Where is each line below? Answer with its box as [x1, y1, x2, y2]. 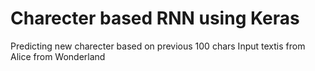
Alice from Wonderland [10, 50, 106, 62]
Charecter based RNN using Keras [10, 7, 300, 30]
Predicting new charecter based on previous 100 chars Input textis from [10, 40, 306, 52]
